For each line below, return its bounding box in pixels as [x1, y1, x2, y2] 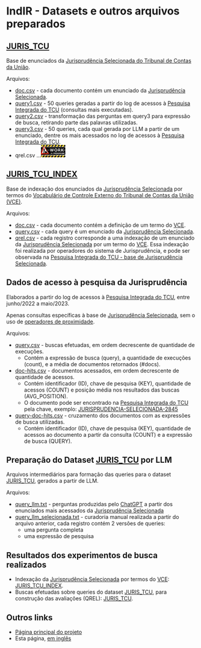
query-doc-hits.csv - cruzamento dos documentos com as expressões [14, 411, 191, 419]
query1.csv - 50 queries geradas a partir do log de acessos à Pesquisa [14, 100, 191, 107]
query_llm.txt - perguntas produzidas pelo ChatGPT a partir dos [14, 501, 173, 508]
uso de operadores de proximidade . [6, 318, 95, 325]
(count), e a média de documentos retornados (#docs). [23, 360, 161, 367]
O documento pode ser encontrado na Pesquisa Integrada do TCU [23, 399, 188, 406]
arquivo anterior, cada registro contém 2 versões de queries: [14, 520, 165, 527]
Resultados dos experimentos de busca [6, 550, 158, 561]
